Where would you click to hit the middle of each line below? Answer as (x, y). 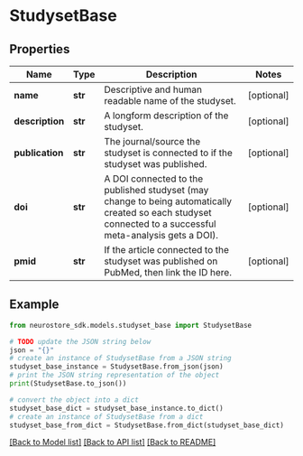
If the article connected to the (166, 250)
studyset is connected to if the (168, 153)
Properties (40, 49)
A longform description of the (166, 116)
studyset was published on (161, 261)
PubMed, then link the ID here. (168, 272)
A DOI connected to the (153, 179)
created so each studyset (157, 213)
